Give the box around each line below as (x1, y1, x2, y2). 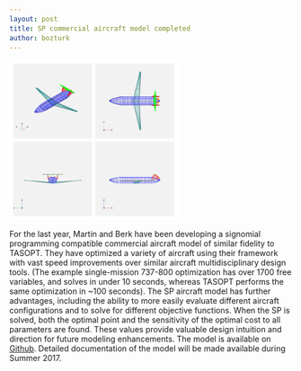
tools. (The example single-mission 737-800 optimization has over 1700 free (9, 266, 292, 278)
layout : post (9, 14, 58, 23)
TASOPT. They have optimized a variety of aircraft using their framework (9, 247, 279, 258)
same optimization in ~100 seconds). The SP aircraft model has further (9, 286, 271, 296)
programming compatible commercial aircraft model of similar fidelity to (9, 238, 275, 249)
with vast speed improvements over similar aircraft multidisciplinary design (9, 257, 287, 268)
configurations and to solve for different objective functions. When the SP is (9, 305, 290, 315)
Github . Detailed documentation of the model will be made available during (9, 342, 286, 354)
